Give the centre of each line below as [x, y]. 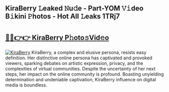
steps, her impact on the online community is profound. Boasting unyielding [84, 74]
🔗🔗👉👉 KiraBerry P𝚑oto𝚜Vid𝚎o [57, 38]
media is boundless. [26, 85]
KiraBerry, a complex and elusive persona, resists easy [89, 52]
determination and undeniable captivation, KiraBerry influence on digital [81, 79]
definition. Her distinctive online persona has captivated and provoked [79, 58]
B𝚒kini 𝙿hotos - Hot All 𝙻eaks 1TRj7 [63, 17]
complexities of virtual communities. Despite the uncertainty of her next [80, 69]
